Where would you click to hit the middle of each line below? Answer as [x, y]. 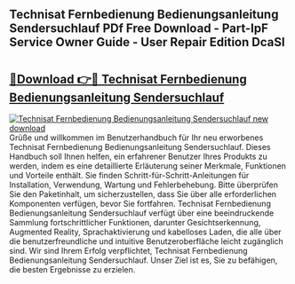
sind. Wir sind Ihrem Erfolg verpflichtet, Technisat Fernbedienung [128, 251]
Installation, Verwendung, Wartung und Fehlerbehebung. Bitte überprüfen [144, 185]
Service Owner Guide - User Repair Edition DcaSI [147, 42]
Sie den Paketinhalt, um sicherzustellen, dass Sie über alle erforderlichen [143, 194]
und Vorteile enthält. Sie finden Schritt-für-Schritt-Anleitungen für [129, 175]
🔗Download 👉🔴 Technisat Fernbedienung [128, 79]
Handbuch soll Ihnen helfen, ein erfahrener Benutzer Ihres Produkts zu [139, 156]
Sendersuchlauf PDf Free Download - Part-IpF [139, 29]
